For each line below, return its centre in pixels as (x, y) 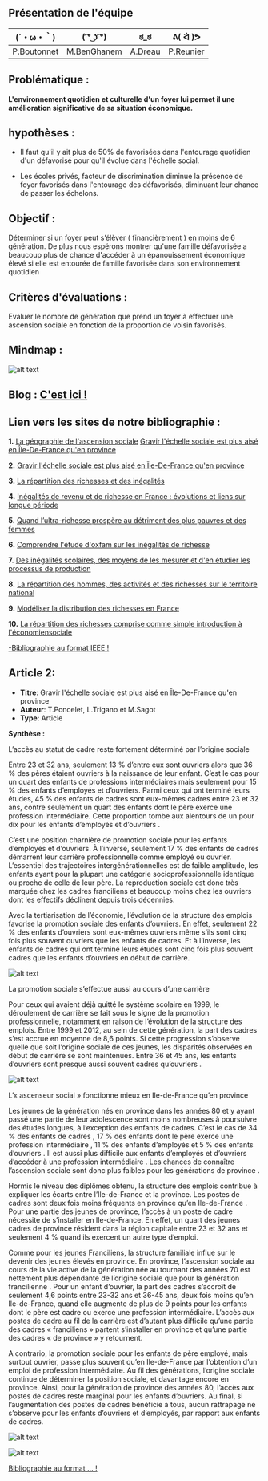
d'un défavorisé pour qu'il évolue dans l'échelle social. (110, 160)
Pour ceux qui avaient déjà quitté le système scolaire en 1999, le (114, 1004)
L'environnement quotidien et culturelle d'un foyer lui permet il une (122, 99)
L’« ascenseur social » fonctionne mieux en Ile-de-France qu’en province (128, 1095)
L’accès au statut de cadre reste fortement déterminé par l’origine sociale (129, 749)
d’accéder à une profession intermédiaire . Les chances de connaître (121, 1162)
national (22, 593)
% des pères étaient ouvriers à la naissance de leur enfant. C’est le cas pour (134, 773)
